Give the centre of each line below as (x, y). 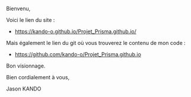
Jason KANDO (24, 89)
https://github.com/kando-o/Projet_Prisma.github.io (78, 54)
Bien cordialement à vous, (38, 77)
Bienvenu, (18, 9)
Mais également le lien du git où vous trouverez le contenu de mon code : (96, 43)
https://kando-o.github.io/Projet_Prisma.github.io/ (75, 31)
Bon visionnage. (26, 66)
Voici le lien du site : (31, 20)
